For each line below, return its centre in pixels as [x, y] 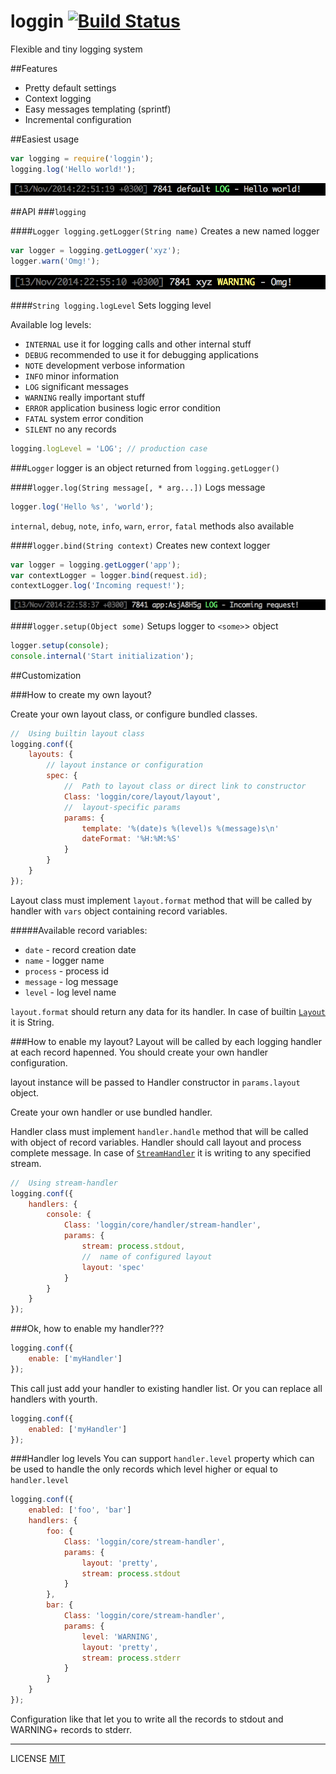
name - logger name [64, 960]
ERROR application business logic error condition [122, 407]
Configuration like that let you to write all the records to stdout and [147, 1719]
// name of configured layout [147, 1256]
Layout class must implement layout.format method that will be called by [161, 900]
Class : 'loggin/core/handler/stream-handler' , [162, 1225]
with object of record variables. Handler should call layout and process [156, 1142]
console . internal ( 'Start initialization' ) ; [102, 656]
